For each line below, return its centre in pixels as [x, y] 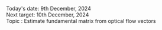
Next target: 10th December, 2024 [48, 15]
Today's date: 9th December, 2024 [49, 9]
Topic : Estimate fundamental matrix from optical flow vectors [81, 21]
